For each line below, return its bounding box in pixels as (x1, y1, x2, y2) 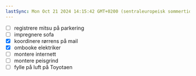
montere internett (13, 50, 56, 57)
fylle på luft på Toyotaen (13, 64, 73, 70)
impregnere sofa (13, 31, 54, 38)
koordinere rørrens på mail (13, 37, 78, 44)
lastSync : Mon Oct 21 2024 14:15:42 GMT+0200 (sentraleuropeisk (5, 8, 166, 15)
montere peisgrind (13, 57, 59, 64)
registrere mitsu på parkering (13, 24, 84, 31)
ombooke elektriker (13, 44, 61, 51)
